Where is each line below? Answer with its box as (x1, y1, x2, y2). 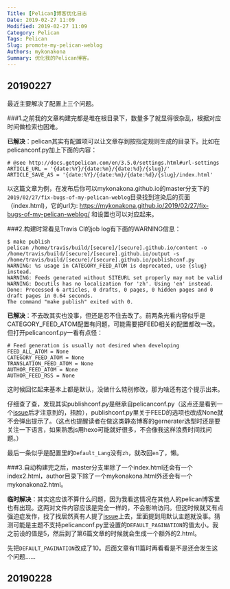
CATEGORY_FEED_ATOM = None (7, 354, 84, 361)
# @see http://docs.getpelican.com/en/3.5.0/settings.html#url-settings (7, 159, 220, 166)
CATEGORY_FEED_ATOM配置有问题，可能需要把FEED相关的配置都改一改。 (7, 320, 219, 328)
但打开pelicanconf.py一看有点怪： (7, 328, 104, 336)
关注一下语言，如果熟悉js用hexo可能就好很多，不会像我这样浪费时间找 (7, 425, 206, 433)
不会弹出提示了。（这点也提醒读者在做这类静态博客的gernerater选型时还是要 (7, 417, 221, 425)
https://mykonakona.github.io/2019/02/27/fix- (79, 201, 209, 209)
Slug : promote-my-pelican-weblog (7, 42, 103, 49)
